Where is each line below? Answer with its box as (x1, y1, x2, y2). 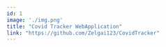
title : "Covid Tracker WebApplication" (6, 23, 123, 30)
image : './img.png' (6, 17, 63, 23)
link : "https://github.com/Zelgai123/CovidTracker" (6, 29, 160, 37)
